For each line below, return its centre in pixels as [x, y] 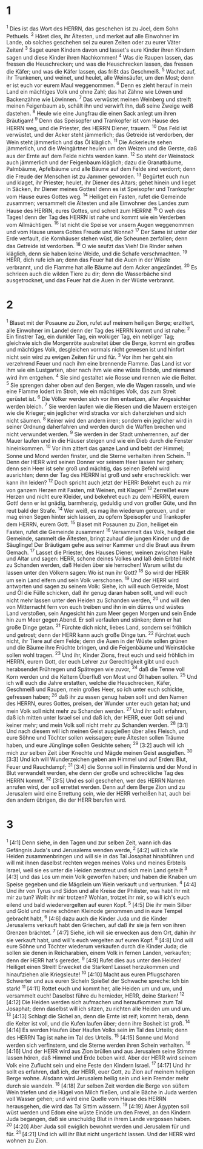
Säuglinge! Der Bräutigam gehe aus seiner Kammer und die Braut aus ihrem [101, 544]
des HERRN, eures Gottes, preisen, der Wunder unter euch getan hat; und [98, 704]
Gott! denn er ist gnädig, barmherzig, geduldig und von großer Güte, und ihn [101, 503]
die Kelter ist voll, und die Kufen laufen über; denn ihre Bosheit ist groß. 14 [98, 1023]
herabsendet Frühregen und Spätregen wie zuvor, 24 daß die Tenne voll [95, 668]
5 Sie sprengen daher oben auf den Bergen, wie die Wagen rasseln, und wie [101, 384]
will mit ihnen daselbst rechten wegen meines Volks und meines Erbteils [96, 863]
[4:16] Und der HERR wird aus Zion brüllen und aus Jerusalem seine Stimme [101, 1051]
